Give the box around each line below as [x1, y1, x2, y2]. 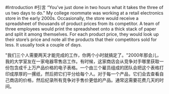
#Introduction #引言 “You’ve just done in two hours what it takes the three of [5, 4, 163, 10]
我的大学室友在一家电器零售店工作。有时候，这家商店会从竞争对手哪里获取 [5, 58, 159, 64]
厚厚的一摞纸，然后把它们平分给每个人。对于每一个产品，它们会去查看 [14, 71, 159, 76]
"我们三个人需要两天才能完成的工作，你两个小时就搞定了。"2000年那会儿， [5, 52, 162, 58]
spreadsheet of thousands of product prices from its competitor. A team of [5, 20, 160, 26]
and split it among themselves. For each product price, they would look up [5, 31, 159, 37]
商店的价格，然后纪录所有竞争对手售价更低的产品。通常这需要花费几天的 [9, 77, 159, 83]
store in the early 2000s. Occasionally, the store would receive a [5, 15, 139, 21]
